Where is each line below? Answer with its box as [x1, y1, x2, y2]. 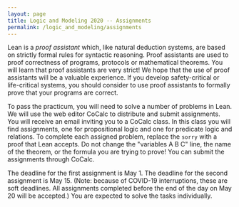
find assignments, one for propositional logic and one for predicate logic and [7, 125, 233, 134]
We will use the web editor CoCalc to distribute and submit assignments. [7, 110, 220, 118]
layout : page [7, 10, 46, 18]
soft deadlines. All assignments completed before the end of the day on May [7, 184, 232, 193]
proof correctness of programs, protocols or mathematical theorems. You [7, 58, 223, 67]
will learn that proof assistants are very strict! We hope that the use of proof [7, 65, 230, 75]
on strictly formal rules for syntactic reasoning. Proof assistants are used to [7, 51, 229, 59]
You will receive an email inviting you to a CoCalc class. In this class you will [7, 117, 230, 126]
